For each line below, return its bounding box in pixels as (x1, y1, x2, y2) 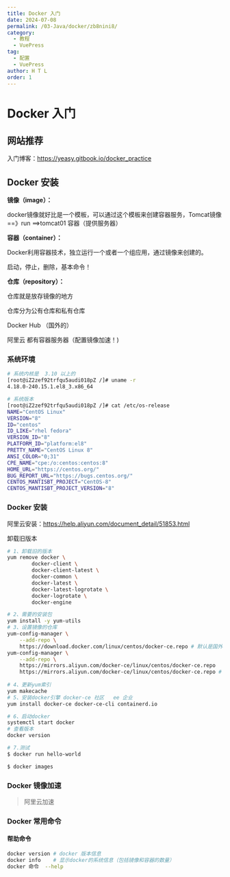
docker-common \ (31, 574, 78, 581)
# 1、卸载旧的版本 (7, 548, 53, 554)
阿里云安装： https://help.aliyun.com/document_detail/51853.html (7, 519, 190, 528)
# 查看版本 (7, 725, 34, 733)
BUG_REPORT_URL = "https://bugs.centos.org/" (7, 472, 133, 479)
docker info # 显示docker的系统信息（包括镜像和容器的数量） (7, 856, 175, 863)
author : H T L (7, 67, 48, 74)
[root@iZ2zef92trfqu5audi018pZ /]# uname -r (7, 377, 136, 384)
